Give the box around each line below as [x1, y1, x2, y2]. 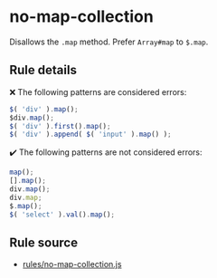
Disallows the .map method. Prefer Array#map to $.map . [9, 36, 209, 47]
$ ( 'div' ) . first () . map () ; [9, 121, 111, 130]
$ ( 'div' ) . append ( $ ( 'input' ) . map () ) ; [9, 129, 172, 139]
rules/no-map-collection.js [22, 259, 122, 270]
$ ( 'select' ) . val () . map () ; [9, 210, 116, 219]
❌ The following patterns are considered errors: [9, 86, 187, 97]
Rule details [9, 62, 77, 78]
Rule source [9, 235, 79, 250]
